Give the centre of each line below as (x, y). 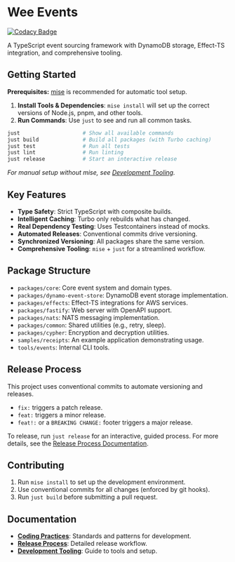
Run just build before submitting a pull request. (87, 497)
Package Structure (49, 271)
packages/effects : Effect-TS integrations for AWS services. (102, 302)
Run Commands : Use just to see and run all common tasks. (105, 120)
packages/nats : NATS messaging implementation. (88, 317)
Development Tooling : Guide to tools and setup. (87, 551)
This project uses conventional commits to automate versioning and (105, 386)
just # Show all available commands (90, 133)
